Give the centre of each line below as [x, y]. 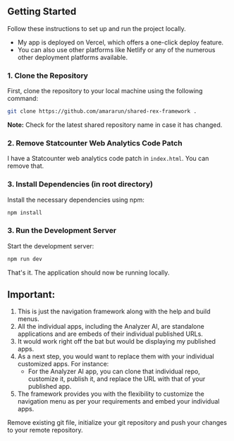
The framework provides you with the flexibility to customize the [111, 394]
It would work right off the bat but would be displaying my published [117, 342]
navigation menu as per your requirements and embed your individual [118, 401]
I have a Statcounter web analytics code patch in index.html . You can [108, 159]
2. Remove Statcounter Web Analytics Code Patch [95, 143]
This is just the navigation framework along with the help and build [114, 312]
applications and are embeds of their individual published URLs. [110, 334]
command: [23, 99]
